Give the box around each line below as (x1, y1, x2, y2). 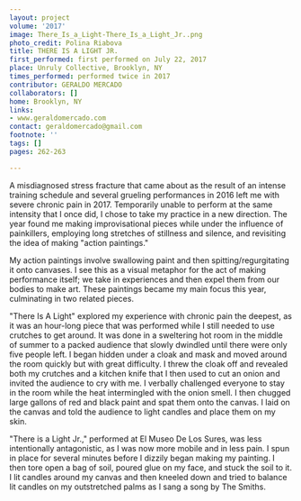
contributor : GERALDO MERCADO (9, 80, 123, 89)
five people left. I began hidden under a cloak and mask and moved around (9, 349, 288, 360)
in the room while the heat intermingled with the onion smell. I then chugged (9, 387, 291, 397)
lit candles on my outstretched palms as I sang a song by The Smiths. (9, 481, 267, 492)
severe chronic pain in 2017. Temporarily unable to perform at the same (9, 199, 273, 210)
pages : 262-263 (9, 147, 66, 156)
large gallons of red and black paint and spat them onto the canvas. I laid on (9, 396, 290, 407)
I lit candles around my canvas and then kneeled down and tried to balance (9, 471, 288, 482)
